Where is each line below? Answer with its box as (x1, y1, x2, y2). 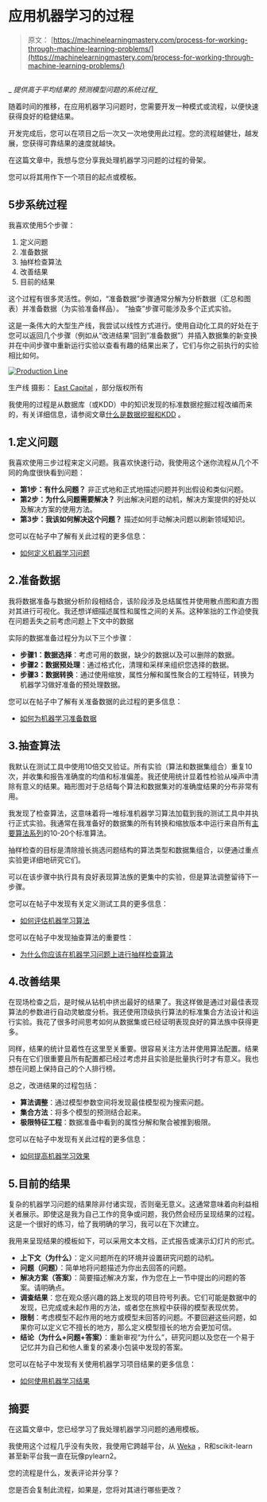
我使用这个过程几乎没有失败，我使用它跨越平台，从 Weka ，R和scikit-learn (8, 1442, 253, 1451)
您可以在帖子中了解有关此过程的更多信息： (8, 531, 148, 540)
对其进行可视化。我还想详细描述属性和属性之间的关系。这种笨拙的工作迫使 (8, 606, 252, 616)
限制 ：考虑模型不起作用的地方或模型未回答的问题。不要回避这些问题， (19, 1313, 250, 1322)
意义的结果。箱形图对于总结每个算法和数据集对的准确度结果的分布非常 (21, 781, 252, 791)
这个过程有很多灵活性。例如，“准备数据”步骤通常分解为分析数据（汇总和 (8, 294, 245, 304)
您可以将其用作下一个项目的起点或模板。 (8, 172, 141, 182)
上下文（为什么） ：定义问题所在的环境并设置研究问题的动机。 (19, 1253, 219, 1263)
